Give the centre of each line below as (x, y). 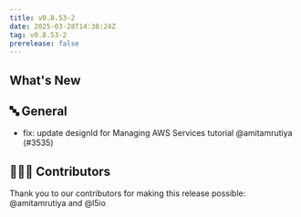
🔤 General (39, 112)
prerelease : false (44, 43)
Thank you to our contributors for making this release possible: (128, 193)
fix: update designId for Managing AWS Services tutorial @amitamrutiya (157, 133)
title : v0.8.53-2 (42, 18)
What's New (45, 80)
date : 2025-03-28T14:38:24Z (63, 26)
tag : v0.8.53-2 (38, 35)
